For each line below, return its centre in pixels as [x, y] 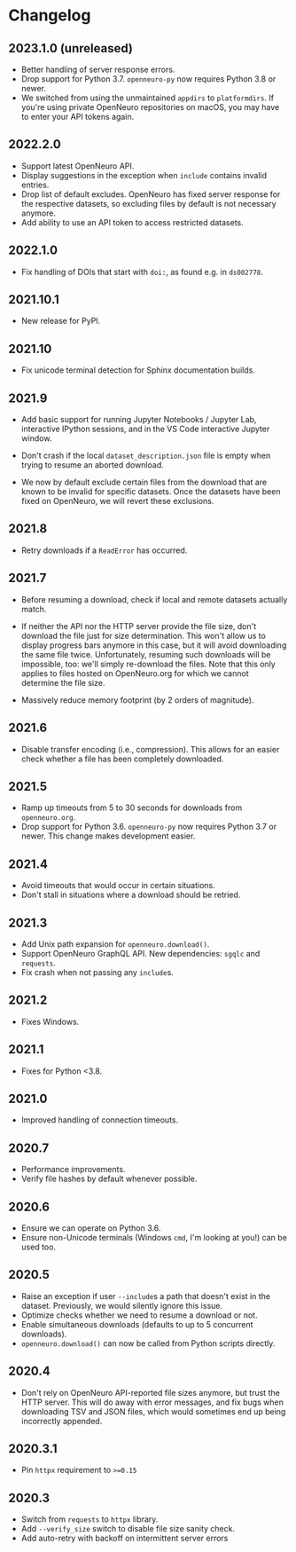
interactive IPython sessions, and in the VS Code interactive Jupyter [145, 429]
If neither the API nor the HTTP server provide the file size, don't [139, 626]
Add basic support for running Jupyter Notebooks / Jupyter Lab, [139, 420]
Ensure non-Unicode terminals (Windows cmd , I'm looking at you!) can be [154, 1237]
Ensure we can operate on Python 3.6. [91, 1228]
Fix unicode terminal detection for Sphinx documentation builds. [138, 370]
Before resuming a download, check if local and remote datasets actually [154, 599]
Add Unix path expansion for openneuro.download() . [115, 944]
